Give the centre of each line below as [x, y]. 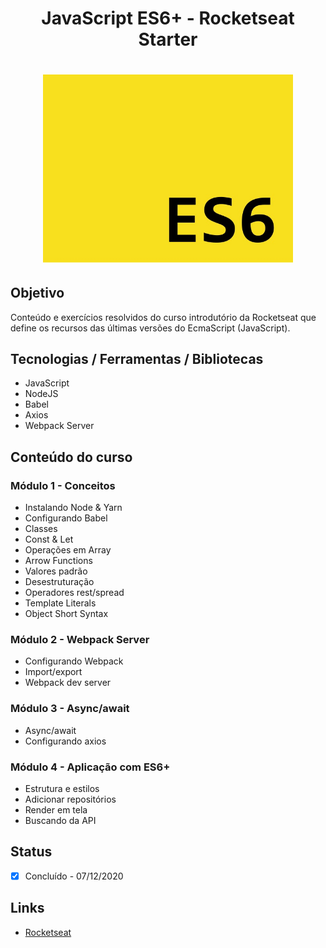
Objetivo [37, 293]
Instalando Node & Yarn [73, 507]
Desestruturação [59, 581]
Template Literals [60, 603]
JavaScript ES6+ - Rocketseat [168, 18]
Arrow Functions [58, 560]
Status [31, 852]
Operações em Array [68, 550]
